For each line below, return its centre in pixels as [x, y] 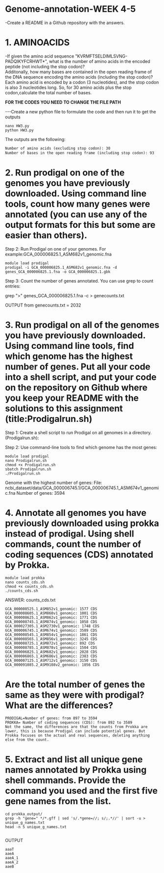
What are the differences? [59, 705]
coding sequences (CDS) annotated [79, 554]
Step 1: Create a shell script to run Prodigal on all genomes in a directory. [78, 432]
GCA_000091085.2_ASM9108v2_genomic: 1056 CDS [52, 665]
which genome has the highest [69, 356]
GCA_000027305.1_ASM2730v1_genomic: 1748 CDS [52, 626]
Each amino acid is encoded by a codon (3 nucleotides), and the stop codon [82, 82]
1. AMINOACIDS [37, 42]
